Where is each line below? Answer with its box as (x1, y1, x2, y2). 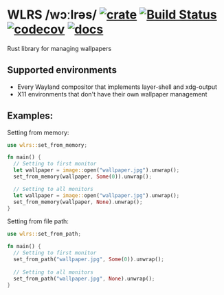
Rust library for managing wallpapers (7, 44, 112, 52)
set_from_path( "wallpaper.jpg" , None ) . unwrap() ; (13, 275, 155, 282)
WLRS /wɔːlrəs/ (7, 7, 98, 23)
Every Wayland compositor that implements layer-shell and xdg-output (16, 83, 218, 91)
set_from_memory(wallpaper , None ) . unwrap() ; (13, 199, 143, 205)
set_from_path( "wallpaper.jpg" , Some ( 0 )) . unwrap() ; (13, 256, 165, 263)
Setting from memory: (7, 128, 69, 136)
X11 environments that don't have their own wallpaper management (16, 90, 208, 98)
